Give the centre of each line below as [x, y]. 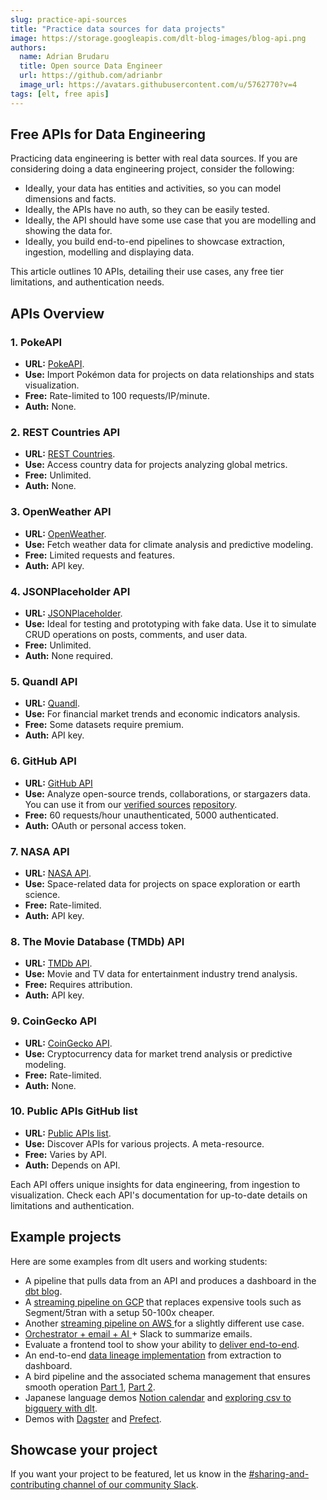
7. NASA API [40, 851]
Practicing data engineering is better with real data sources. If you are [154, 158]
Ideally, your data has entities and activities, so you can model [153, 188]
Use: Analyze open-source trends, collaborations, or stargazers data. [167, 793]
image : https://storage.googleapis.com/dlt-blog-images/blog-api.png [158, 38]
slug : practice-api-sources [69, 19]
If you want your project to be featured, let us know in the [128, 1474]
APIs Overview [57, 313]
